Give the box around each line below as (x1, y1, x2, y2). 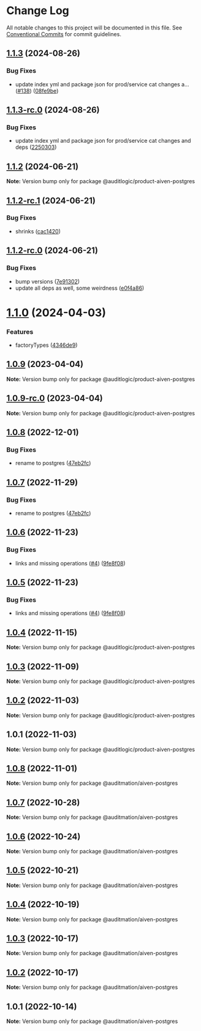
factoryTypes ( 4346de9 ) (15, 341, 78, 349)
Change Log (6, 4, 69, 18)
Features (6, 327, 34, 336)
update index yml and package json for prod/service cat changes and (15, 137, 191, 145)
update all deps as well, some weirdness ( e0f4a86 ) (15, 284, 145, 292)
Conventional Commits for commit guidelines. (6, 30, 121, 37)
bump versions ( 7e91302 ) (15, 278, 80, 285)
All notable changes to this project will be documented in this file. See (6, 24, 183, 31)
